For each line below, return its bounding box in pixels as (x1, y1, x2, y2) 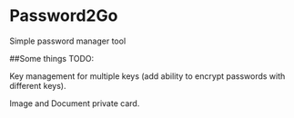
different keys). (9, 80, 66, 91)
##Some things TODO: (9, 53, 95, 64)
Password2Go (9, 5, 118, 26)
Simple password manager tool (9, 35, 127, 46)
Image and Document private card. (9, 97, 140, 109)
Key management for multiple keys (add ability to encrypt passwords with (9, 70, 286, 82)
